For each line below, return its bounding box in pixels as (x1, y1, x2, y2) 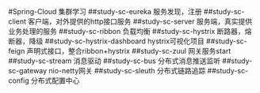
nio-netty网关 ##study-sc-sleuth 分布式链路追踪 (48, 66, 206, 75)
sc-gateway (8, 66, 48, 75)
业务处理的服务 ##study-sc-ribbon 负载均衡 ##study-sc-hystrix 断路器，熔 (8, 27, 252, 35)
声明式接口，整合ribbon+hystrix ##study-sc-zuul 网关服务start (26, 46, 231, 55)
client (8, 17, 26, 26)
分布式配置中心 (30, 76, 80, 85)
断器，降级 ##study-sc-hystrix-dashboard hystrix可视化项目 (8, 36, 205, 46)
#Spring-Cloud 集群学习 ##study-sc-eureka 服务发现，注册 (8, 7, 202, 16)
